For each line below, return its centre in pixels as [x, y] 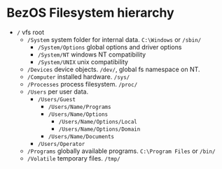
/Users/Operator [61, 144]
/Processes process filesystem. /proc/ [82, 84]
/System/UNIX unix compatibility [83, 61]
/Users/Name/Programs [79, 107]
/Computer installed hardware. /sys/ [78, 76]
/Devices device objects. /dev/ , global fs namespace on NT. [113, 69]
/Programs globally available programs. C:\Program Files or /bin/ [121, 151]
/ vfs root [30, 32]
